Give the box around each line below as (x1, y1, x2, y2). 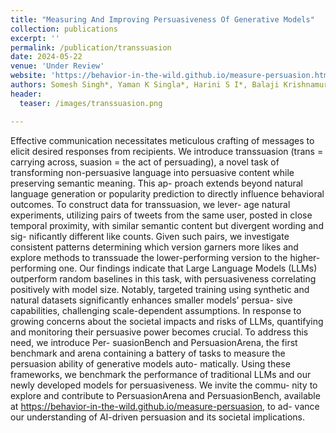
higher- (289, 251, 321, 263)
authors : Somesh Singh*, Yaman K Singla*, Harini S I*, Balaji (10, 80, 280, 90)
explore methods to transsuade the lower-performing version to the (10, 251, 288, 263)
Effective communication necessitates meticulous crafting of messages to (10, 134, 315, 146)
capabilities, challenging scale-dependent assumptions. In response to (10, 304, 302, 316)
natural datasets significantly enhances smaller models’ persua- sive (10, 294, 293, 306)
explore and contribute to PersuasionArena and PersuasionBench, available (10, 389, 321, 401)
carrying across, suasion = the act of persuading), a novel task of (10, 156, 280, 168)
